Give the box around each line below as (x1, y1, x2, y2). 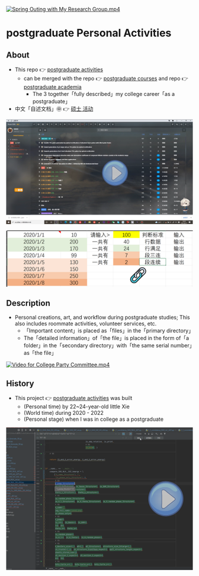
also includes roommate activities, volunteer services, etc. (14, 320, 157, 327)
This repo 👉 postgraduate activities (14, 66, 104, 73)
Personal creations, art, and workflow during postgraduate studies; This (14, 314, 191, 321)
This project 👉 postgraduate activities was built (14, 395, 133, 402)
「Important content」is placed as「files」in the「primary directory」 (23, 327, 194, 334)
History (6, 378, 34, 388)
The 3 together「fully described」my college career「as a (32, 91, 175, 97)
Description (6, 298, 50, 308)
